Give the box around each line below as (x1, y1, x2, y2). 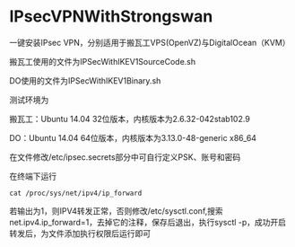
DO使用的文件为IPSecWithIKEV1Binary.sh (9, 75, 161, 86)
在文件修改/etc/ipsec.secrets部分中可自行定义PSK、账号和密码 (9, 151, 241, 163)
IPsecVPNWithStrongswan (9, 6, 213, 27)
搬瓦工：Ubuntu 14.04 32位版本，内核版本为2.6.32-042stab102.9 (9, 113, 251, 124)
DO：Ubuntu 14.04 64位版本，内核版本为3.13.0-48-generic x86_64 (9, 132, 257, 143)
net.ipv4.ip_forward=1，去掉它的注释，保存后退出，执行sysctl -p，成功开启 (9, 216, 287, 227)
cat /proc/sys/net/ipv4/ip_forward (9, 189, 143, 198)
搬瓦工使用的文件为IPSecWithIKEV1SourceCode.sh (9, 56, 196, 66)
